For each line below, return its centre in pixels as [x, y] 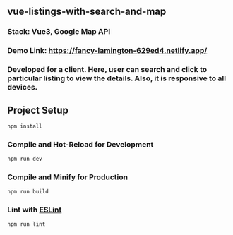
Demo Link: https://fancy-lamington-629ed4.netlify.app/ [107, 51]
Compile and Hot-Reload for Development [80, 144]
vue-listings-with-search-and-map [87, 12]
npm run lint [26, 224]
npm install [25, 126]
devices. [23, 88]
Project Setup [38, 110]
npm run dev [25, 159]
